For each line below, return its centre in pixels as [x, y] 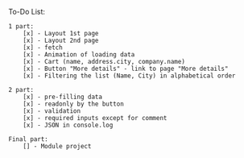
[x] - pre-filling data [63, 97]
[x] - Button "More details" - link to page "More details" [126, 69]
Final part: [28, 139]
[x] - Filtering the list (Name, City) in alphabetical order [129, 76]
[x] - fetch [43, 48]
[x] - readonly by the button [74, 104]
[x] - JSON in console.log [68, 125]
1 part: [21, 27]
